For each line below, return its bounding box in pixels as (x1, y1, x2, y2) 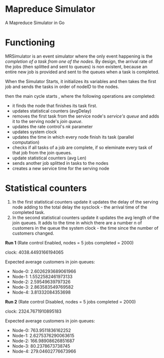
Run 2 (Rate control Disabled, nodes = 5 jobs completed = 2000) (5, 298, 136, 304)
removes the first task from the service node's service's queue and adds (12, 113, 160, 119)
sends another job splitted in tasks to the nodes (12, 160, 109, 166)
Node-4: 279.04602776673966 (12, 348, 76, 354)
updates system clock (12, 129, 57, 135)
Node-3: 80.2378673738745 (12, 343, 70, 349)
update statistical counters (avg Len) (12, 155, 87, 161)
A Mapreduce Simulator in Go (5, 20, 65, 26)
